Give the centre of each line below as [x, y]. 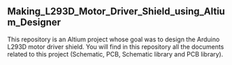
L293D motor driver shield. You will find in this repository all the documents [116, 46]
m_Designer [34, 23]
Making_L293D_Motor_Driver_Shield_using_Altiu [116, 12]
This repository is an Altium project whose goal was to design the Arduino [114, 39]
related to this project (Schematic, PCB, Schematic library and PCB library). [115, 54]
